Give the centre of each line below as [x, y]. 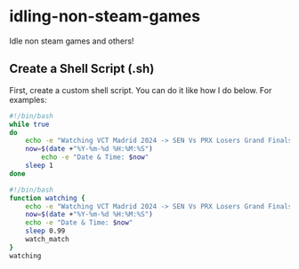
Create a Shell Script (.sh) [82, 69]
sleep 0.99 [45, 231]
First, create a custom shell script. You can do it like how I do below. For [141, 90]
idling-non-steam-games [105, 16]
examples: [28, 99]
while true [29, 124]
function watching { [48, 198]
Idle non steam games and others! [72, 41]
